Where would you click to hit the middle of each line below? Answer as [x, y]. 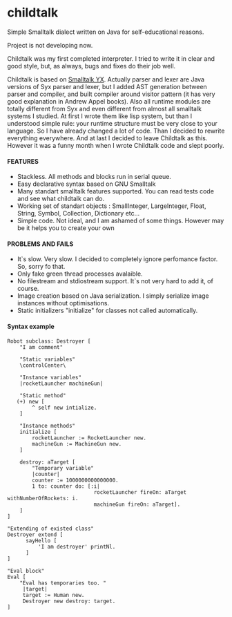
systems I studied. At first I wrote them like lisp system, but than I [99, 116]
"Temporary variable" [63, 468]
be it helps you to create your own [66, 228]
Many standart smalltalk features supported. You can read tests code [115, 191]
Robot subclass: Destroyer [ [49, 341]
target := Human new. [54, 595]
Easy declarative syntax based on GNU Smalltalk [86, 184]
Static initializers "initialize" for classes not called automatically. [107, 311]
